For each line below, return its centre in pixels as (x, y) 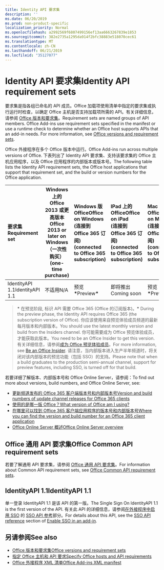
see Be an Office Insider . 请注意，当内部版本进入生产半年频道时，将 (85, 350)
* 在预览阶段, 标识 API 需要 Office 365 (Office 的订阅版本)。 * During (85, 309)
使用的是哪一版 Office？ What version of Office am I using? (71, 404)
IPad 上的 (122, 206)
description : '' (21, 14)
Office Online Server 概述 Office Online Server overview (68, 427)
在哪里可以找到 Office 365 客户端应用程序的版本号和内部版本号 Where (82, 411)
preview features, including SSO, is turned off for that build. (77, 368)
